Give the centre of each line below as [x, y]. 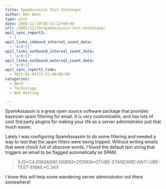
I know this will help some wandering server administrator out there [74, 177]
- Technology [23, 88]
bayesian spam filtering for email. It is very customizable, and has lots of [79, 117]
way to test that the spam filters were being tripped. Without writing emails [82, 142]
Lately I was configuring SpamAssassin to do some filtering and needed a [81, 136]
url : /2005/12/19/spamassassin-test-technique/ [55, 28]
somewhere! [18, 182]
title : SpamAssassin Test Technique [43, 10]
